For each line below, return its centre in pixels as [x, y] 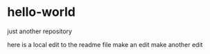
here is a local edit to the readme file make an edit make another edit [105, 44]
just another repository [40, 31]
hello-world [42, 12]
